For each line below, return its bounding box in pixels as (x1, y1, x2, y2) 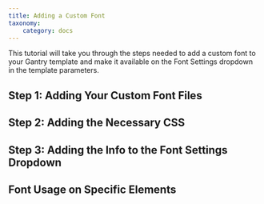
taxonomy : (8, 19, 42, 27)
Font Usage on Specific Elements (8, 182, 177, 196)
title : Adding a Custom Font (8, 11, 106, 20)
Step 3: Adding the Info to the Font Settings (8, 143, 228, 157)
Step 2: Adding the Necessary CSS (8, 116, 186, 130)
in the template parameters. (8, 66, 100, 75)
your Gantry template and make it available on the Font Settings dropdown (8, 57, 254, 66)
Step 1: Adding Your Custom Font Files (8, 89, 202, 102)
